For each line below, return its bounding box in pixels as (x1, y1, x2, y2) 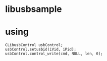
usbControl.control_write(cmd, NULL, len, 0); (5, 51, 103, 57)
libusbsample (5, 3, 62, 15)
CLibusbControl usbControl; (5, 43, 63, 48)
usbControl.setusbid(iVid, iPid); (5, 47, 77, 52)
